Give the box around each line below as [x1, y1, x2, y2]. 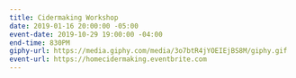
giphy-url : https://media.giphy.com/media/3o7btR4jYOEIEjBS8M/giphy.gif [9, 47, 288, 56]
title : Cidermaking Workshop [9, 13, 119, 22]
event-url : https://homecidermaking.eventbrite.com [9, 55, 207, 64]
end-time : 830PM [9, 38, 70, 48]
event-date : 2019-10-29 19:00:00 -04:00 [9, 30, 164, 39]
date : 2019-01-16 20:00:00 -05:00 [9, 22, 139, 30]
